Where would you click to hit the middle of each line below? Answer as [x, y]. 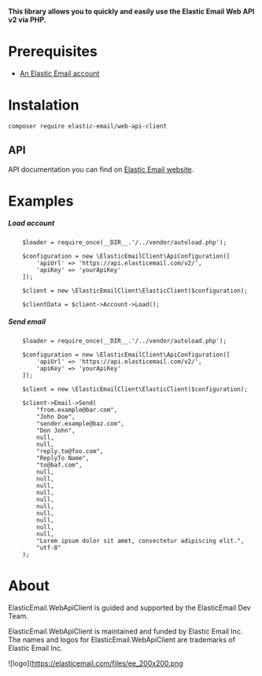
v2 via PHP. [27, 20]
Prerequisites [53, 52]
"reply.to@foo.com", [70, 451]
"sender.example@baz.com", [81, 423]
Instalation [44, 105]
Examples [41, 201]
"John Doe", [56, 417]
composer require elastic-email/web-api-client [88, 126]
